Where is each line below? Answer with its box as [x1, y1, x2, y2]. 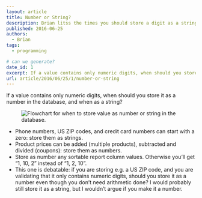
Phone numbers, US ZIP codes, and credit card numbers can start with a [14, 128, 195, 135]
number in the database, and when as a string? [6, 98, 123, 106]
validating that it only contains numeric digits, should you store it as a [14, 172, 186, 180]
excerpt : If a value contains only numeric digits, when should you [6, 70, 182, 76]
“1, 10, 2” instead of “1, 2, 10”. [14, 160, 87, 167]
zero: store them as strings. [14, 134, 83, 142]
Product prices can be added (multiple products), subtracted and [14, 140, 176, 148]
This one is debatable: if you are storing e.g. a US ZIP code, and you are [14, 166, 194, 173]
